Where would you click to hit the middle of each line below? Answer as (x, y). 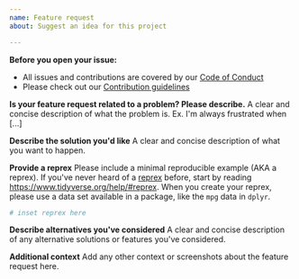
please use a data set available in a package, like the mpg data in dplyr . (140, 196)
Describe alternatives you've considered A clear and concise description (147, 229)
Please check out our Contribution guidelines (106, 86)
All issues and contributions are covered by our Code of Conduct (143, 76)
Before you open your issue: (63, 59)
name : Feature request (52, 18)
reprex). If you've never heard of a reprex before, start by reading (131, 177)
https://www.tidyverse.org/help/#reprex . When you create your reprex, (140, 186)
